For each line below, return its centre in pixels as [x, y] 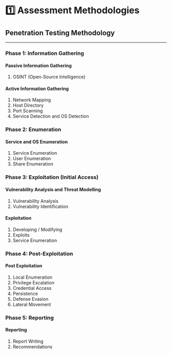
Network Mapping [32, 100]
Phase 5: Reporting [30, 318]
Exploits [21, 235]
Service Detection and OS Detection [51, 116]
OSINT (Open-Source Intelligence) [49, 77]
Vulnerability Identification [40, 206]
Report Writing [28, 341]
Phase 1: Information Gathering [45, 53]
